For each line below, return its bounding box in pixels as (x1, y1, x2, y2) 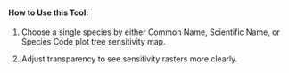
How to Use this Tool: (8, 7, 89, 18)
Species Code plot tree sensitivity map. (21, 36, 166, 47)
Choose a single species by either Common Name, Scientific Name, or (21, 27, 280, 37)
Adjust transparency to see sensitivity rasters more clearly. (21, 53, 238, 64)
